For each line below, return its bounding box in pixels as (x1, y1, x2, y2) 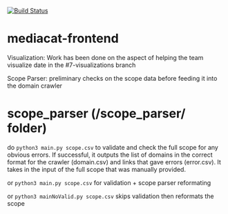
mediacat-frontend (7, 31, 119, 46)
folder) (7, 121, 47, 136)
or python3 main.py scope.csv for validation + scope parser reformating (7, 178, 211, 186)
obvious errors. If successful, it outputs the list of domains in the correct (7, 150, 213, 159)
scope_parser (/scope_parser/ (7, 106, 186, 121)
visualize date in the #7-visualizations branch (7, 61, 136, 69)
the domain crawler (7, 81, 63, 90)
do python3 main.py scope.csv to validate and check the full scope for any (7, 143, 219, 151)
